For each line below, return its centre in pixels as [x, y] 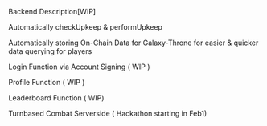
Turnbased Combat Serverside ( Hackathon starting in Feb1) [108, 113]
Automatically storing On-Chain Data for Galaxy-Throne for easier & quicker [133, 43]
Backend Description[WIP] [52, 12]
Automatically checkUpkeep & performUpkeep [86, 27]
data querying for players [50, 51]
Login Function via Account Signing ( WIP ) [79, 67]
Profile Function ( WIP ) [47, 82]
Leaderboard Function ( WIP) [56, 98]
